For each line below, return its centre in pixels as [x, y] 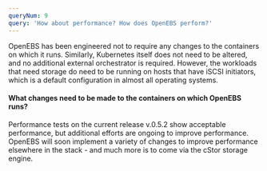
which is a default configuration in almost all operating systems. [113, 80]
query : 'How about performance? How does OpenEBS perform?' [111, 23]
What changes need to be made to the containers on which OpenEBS [125, 98]
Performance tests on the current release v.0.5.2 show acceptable [117, 124]
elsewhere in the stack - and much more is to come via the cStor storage [128, 149]
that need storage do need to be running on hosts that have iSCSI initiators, [132, 71]
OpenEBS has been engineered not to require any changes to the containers [134, 46]
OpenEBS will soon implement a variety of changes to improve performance [133, 141]
